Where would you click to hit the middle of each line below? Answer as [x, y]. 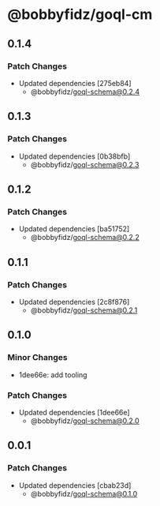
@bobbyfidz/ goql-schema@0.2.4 [85, 92]
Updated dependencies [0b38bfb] [74, 156]
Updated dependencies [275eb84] [75, 83]
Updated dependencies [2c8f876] [74, 302]
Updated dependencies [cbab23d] [75, 485]
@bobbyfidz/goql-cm [80, 15]
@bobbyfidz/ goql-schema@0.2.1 [84, 310]
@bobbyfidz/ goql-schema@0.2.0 [85, 421]
